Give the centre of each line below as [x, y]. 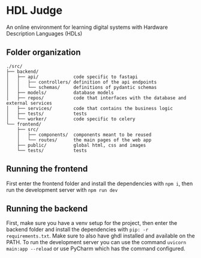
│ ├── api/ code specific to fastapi [72, 77]
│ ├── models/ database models [60, 93]
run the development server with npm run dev [62, 189]
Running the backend [47, 208]
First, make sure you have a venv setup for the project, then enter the [92, 223]
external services [29, 103]
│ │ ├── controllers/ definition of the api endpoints [82, 82]
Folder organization [43, 53]
